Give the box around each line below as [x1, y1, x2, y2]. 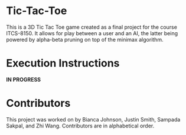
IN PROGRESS [6, 76, 41, 83]
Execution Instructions [6, 57, 120, 70]
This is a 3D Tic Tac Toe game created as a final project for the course [6, 23, 177, 31]
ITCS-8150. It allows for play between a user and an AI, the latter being [6, 29, 178, 36]
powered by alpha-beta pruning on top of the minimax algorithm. [6, 36, 164, 43]
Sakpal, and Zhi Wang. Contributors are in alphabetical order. [6, 122, 155, 129]
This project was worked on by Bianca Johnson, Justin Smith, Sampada [6, 116, 181, 123]
